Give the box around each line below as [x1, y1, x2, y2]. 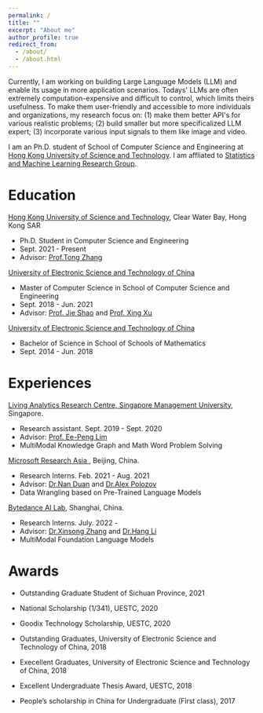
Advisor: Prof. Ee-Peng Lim [19, 432, 108, 441]
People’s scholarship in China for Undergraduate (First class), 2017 [19, 696, 236, 705]
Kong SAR [8, 221, 41, 230]
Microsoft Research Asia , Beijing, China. [8, 455, 140, 465]
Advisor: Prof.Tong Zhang [19, 252, 103, 261]
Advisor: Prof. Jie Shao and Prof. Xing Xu [19, 308, 153, 317]
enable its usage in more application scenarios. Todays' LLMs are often [8, 85, 239, 94]
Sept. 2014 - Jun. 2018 [19, 346, 93, 356]
